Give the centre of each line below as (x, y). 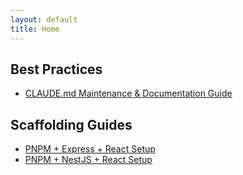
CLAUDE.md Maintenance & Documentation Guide (128, 93)
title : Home (35, 29)
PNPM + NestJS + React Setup (88, 160)
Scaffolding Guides (71, 124)
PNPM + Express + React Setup (90, 149)
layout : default (44, 19)
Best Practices (56, 69)
